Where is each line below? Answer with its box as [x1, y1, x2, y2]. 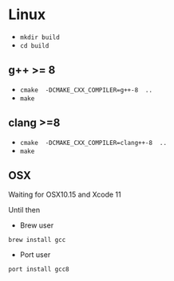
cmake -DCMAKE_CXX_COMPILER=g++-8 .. [19, 86, 153, 94]
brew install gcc [8, 236, 66, 244]
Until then [8, 205, 41, 215]
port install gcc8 [8, 265, 69, 274]
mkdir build [19, 33, 60, 41]
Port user [19, 250, 51, 260]
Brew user [19, 221, 54, 230]
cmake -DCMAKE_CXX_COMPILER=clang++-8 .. [19, 139, 168, 146]
